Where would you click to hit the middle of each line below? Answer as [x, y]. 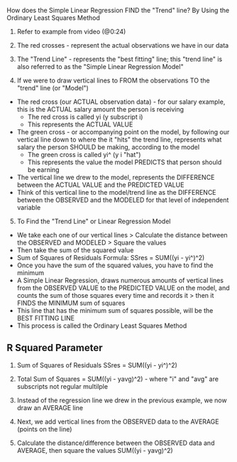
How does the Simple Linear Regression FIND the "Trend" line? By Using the [118, 10]
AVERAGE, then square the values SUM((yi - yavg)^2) [95, 450]
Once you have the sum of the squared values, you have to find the [115, 265]
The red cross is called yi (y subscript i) [85, 117]
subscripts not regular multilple [62, 386]
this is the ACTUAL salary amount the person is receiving [100, 109]
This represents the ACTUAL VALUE [80, 124]
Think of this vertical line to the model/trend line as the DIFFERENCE [117, 192]
